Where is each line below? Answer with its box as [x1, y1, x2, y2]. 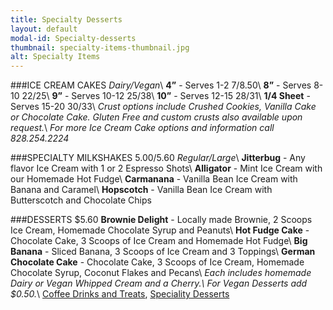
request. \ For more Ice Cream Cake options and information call [10, 122, 275, 134]
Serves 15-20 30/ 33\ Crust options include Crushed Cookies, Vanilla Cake [10, 101, 317, 113]
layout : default [10, 24, 78, 34]
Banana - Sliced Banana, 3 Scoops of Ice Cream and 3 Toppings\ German [10, 246, 316, 258]
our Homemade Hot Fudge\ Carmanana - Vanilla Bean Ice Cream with [10, 173, 298, 185]
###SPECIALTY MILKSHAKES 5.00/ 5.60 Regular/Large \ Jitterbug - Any [10, 152, 306, 164]
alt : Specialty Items [10, 52, 101, 62]
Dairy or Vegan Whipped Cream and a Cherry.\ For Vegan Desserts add [10, 277, 308, 290]
